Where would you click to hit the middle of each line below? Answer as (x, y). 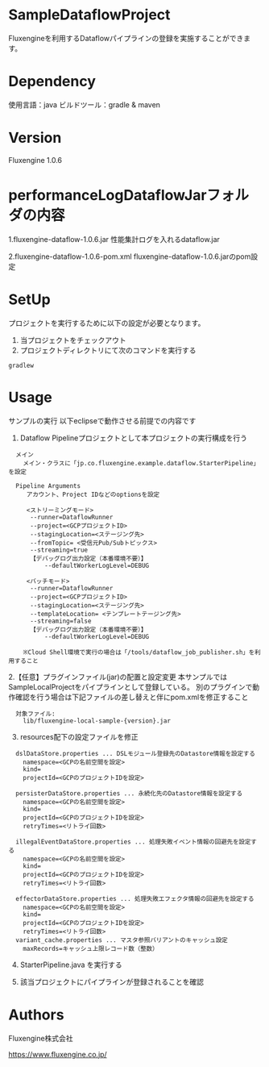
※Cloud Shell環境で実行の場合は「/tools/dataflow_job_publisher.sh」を (139, 652)
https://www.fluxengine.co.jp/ (58, 1054)
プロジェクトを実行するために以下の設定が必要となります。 (107, 323)
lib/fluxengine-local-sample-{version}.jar (97, 721)
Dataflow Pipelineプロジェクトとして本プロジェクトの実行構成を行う (134, 438)
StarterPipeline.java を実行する (71, 965)
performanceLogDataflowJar (108, 195)
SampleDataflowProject (89, 15)
